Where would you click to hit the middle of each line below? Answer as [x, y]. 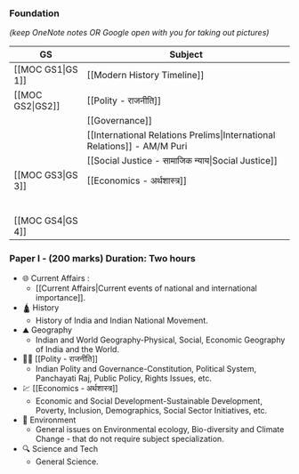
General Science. [67, 462]
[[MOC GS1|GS [46, 69]
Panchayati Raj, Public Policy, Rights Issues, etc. [123, 378]
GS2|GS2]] [37, 107]
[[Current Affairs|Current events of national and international [146, 288]
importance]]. [61, 297]
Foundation [34, 13]
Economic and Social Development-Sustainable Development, [149, 401]
